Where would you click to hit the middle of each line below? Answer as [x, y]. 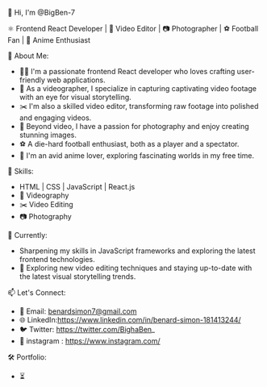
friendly [32, 80]
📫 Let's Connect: [37, 293]
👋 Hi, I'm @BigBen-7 [42, 12]
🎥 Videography [44, 195]
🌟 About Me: [28, 56]
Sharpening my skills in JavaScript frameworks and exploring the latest [137, 251]
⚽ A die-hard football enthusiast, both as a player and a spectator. [129, 144]
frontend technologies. [57, 259]
